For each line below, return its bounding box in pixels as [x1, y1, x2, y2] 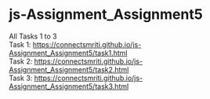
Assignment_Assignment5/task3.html [9, 81, 129, 91]
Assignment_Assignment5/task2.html [9, 64, 129, 74]
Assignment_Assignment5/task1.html [9, 48, 128, 57]
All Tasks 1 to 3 [9, 31, 57, 41]
